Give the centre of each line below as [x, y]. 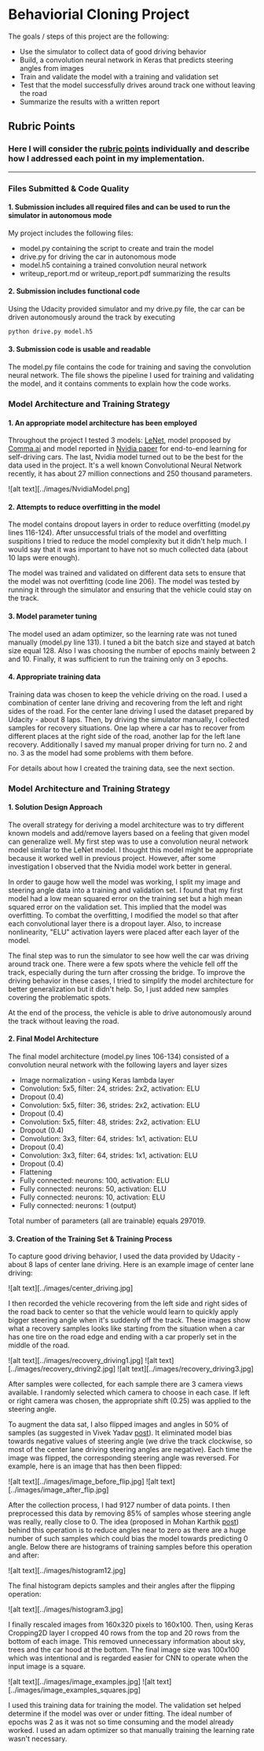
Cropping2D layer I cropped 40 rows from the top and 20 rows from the [124, 1633]
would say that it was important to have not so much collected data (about [128, 549]
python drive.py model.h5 [50, 331]
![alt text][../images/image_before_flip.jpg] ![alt [83, 1482]
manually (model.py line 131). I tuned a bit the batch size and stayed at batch [132, 642]
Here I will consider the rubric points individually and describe [129, 149]
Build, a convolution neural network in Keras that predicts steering [126, 60]
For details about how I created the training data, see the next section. [121, 768]
